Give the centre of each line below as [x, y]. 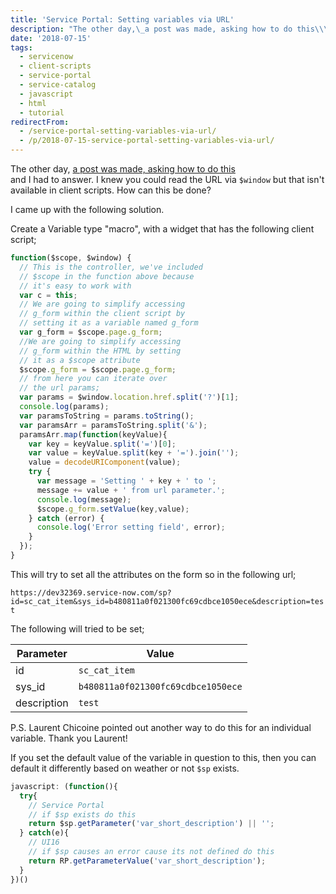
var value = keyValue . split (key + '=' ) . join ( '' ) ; [134, 453]
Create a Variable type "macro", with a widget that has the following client [162, 229]
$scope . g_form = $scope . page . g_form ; [98, 369]
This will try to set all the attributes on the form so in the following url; [153, 574]
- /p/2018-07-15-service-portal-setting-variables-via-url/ [147, 141]
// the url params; [60, 388]
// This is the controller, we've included [111, 267]
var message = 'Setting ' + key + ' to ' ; [126, 481]
